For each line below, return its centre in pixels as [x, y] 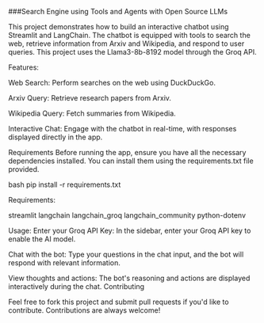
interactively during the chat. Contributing [77, 287]
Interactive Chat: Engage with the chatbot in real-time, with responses [122, 129]
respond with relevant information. [65, 263]
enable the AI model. [42, 239]
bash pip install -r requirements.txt [65, 184]
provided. [24, 169]
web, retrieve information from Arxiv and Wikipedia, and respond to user [126, 44]
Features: [24, 67]
